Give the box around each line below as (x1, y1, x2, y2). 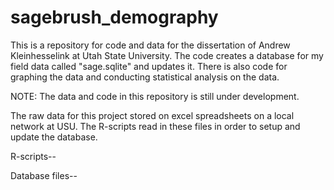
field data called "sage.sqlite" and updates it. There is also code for (10, 60, 288, 72)
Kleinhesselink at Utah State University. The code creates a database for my (10, 49, 324, 61)
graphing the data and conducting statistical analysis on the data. (10, 71, 280, 83)
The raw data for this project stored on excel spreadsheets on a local (10, 109, 295, 121)
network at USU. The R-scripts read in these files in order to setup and (10, 120, 301, 132)
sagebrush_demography (10, 6, 219, 29)
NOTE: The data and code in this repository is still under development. (10, 90, 300, 102)
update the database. (10, 131, 98, 143)
